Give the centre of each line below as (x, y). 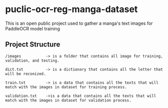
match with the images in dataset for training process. (66, 87)
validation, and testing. (32, 61)
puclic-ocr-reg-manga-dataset (72, 9)
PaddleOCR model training (33, 28)
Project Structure (33, 45)
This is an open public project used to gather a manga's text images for (79, 23)
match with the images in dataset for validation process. (68, 100)
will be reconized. (26, 74)
